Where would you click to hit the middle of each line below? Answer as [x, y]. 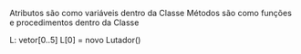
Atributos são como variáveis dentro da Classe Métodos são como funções [150, 13]
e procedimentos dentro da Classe [74, 22]
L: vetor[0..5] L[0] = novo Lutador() [75, 40]
